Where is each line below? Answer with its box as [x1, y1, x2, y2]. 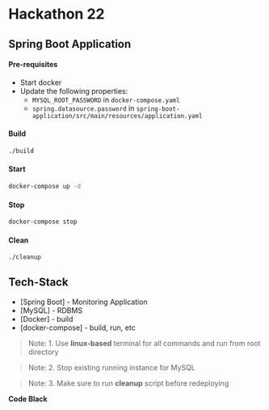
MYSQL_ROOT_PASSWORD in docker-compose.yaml [32, 95, 180, 104]
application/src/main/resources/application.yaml [32, 112, 204, 120]
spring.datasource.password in [32, 103, 135, 113]
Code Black [8, 394, 48, 404]
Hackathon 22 [8, 5, 105, 23]
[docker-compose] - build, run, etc [19, 323, 136, 332]
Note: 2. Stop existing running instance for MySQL [27, 362, 195, 372]
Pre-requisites [8, 60, 58, 70]
